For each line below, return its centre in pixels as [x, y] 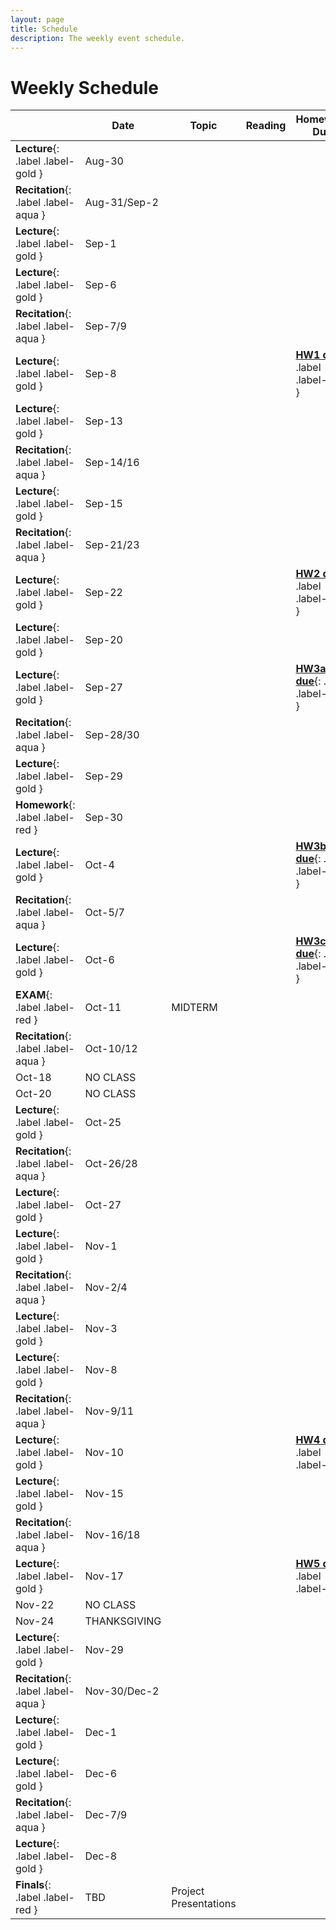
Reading [266, 126]
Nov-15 [104, 1494]
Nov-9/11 [109, 1411]
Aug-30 [104, 161]
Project [188, 1891]
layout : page [37, 19]
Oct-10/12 [111, 1049]
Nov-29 [104, 1650]
